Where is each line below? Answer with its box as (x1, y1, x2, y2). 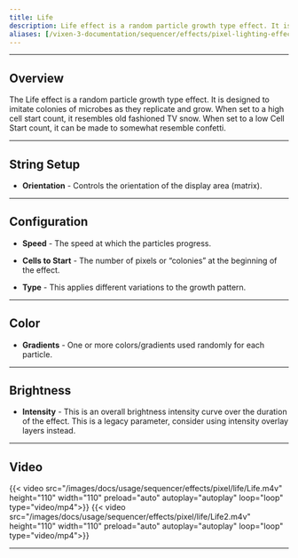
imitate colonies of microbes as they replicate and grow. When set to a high (9, 104, 285, 115)
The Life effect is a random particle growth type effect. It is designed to (9, 94, 271, 105)
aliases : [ (9, 29, 50, 38)
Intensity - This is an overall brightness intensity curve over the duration (21, 406, 287, 418)
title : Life (9, 12, 53, 22)
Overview (9, 70, 65, 85)
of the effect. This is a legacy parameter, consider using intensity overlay (21, 416, 289, 426)
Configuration (9, 214, 89, 229)
